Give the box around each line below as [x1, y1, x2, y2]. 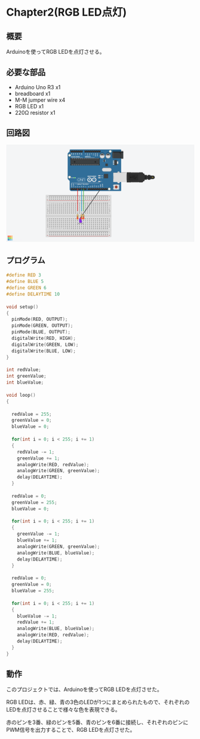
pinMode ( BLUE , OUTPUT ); [11, 329, 70, 335]
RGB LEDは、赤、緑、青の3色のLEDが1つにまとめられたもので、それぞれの [6, 698, 190, 706]
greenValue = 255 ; [11, 499, 58, 506]
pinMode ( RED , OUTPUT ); [11, 317, 68, 323]
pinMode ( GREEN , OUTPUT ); [11, 323, 73, 329]
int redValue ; [6, 367, 42, 373]
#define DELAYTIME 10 [6, 291, 60, 297]
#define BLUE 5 [6, 279, 44, 285]
